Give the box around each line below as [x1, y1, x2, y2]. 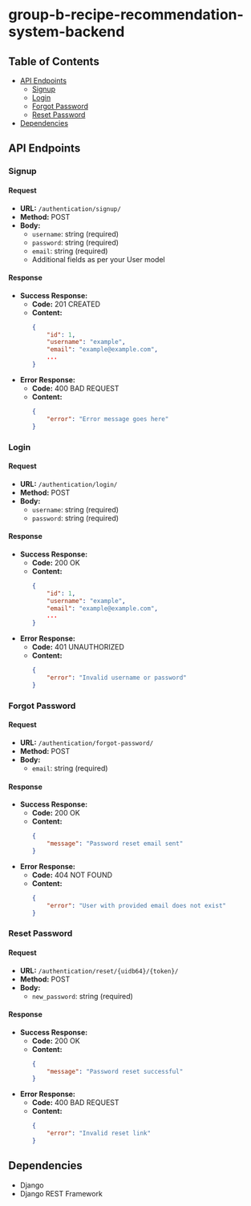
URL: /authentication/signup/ [19, 203, 122, 213]
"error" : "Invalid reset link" [47, 1129, 151, 1138]
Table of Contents [8, 55, 100, 68]
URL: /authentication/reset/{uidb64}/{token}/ [19, 965, 179, 975]
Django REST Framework [19, 1188, 103, 1198]
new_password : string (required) [31, 991, 134, 1001]
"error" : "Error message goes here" [47, 415, 169, 423]
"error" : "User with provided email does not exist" [47, 901, 227, 909]
